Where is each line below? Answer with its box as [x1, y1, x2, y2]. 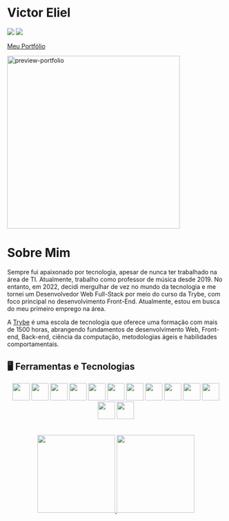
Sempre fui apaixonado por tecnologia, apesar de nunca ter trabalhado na [7, 267, 217, 276]
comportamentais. [7, 340, 59, 348]
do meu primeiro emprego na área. [7, 304, 106, 312]
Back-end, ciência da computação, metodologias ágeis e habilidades [21, 332, 217, 341]
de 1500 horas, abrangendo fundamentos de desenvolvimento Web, [7, 325, 201, 333]
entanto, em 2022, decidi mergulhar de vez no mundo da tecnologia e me [7, 282, 216, 291]
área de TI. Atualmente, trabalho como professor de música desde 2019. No [7, 275, 223, 283]
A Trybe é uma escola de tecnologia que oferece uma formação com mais [7, 318, 218, 326]
